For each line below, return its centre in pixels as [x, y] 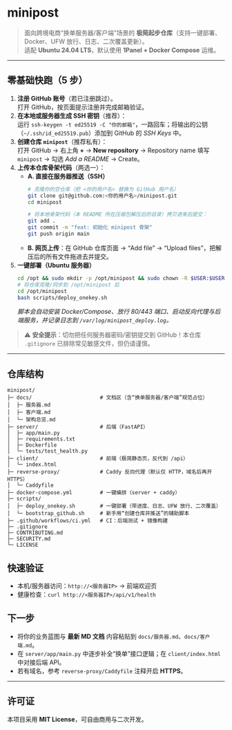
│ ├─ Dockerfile [32, 445]
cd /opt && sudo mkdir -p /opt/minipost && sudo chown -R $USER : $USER [121, 278]
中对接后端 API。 [41, 662]
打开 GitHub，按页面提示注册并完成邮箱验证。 [83, 107]
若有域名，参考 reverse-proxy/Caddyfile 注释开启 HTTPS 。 [102, 671]
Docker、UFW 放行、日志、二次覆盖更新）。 [86, 41]
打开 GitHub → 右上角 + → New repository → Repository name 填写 [113, 150]
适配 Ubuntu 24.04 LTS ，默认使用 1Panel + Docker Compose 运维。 [122, 50]
